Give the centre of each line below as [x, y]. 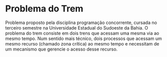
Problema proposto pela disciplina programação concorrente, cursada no [81, 22]
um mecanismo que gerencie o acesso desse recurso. [61, 49]
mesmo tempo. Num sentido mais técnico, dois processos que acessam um [84, 38]
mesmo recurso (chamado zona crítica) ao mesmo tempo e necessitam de [82, 43]
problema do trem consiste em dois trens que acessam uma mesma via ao [82, 33]
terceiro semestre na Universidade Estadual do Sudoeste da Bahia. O [77, 27]
